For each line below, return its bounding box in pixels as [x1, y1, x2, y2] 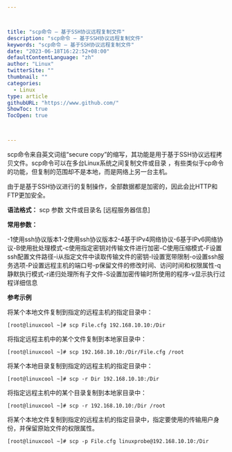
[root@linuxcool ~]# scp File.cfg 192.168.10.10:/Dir [7, 322, 166, 329]
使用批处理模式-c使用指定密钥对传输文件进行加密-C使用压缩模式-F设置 [19, 244, 222, 252]
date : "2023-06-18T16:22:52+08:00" [7, 48, 110, 55]
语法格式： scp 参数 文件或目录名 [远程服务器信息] [7, 206, 150, 214]
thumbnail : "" [7, 73, 48, 80]
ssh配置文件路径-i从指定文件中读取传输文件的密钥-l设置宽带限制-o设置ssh [7, 252, 218, 261]
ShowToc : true [7, 105, 48, 113]
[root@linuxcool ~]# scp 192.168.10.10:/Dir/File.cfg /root [7, 349, 185, 356]
